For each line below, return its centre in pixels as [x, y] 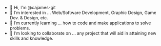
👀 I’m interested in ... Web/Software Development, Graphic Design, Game [83, 13]
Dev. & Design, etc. [29, 18]
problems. [20, 28]
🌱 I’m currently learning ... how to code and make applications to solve [80, 23]
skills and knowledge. [31, 38]
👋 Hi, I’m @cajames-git [33, 8]
